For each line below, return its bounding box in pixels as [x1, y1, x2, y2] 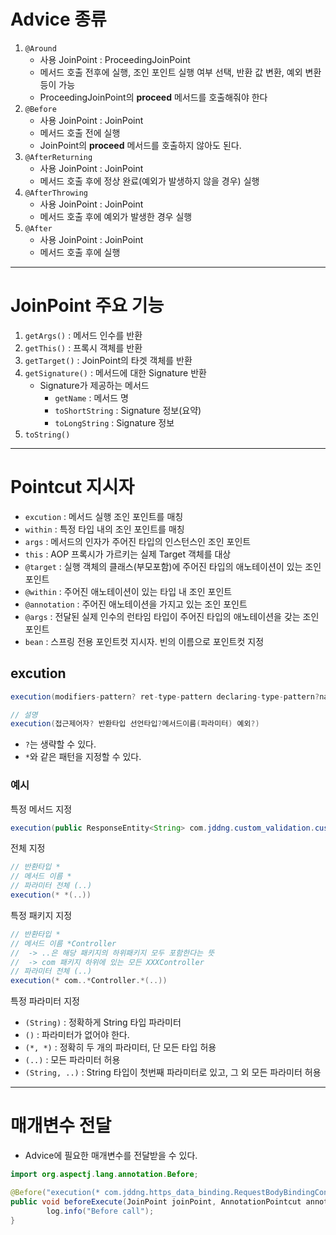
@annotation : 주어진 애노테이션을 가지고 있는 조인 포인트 [24, 598, 248, 610]
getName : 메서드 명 [54, 391, 129, 404]
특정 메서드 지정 [10, 803, 73, 815]
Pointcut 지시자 [10, 476, 135, 499]
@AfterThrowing [24, 188, 89, 198]
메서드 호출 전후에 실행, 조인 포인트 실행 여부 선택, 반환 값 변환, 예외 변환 [39, 66, 322, 78]
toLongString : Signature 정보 [54, 416, 175, 429]
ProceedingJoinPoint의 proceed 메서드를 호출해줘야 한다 [39, 91, 268, 103]
